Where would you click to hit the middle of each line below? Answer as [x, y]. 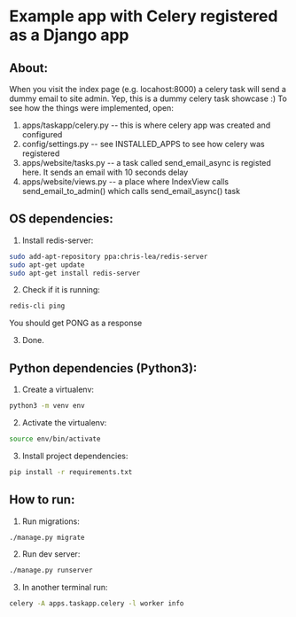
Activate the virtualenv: [64, 422]
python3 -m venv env [47, 406]
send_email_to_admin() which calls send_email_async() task [131, 191]
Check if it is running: [61, 290]
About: [29, 68]
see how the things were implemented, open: [92, 108]
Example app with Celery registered [144, 16]
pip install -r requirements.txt [71, 472]
